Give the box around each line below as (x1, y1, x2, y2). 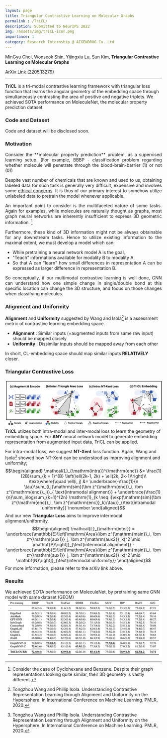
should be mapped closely (12, 336, 67, 342)
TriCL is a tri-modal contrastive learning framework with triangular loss (5, 83, 151, 89)
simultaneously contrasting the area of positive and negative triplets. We (5, 94, 154, 100)
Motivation (5, 140, 32, 147)
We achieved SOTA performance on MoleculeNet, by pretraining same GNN (5, 589, 160, 595)
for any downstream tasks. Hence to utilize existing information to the (5, 235, 162, 241)
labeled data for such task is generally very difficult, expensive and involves (5, 182, 162, 189)
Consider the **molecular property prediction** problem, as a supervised (5, 152, 162, 158)
